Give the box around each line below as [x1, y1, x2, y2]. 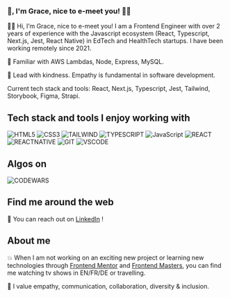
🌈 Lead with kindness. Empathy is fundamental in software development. [7, 71, 215, 79]
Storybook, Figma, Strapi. [7, 92, 81, 100]
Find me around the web [7, 196, 115, 208]
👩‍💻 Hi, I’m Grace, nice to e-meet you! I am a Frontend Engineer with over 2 [7, 22, 220, 31]
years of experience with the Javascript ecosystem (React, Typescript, [7, 29, 210, 37]
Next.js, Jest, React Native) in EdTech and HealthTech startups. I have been [7, 37, 224, 45]
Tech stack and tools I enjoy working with [7, 112, 190, 124]
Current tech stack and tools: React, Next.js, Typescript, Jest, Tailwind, [7, 85, 211, 93]
